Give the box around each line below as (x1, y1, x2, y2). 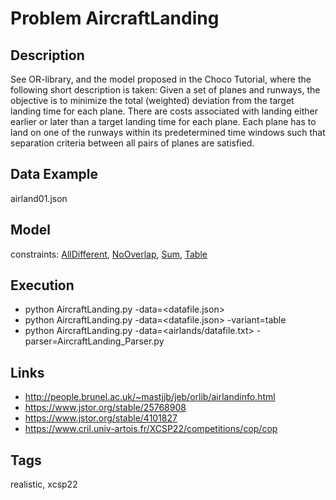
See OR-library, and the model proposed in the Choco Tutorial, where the (10, 73, 312, 85)
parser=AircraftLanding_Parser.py (24, 335, 165, 347)
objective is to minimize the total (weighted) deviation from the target (10, 95, 295, 106)
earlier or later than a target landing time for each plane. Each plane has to (10, 116, 317, 127)
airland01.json (10, 192, 68, 204)
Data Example (10, 166, 99, 183)
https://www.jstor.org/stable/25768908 (24, 402, 187, 414)
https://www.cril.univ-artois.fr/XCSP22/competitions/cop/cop (24, 423, 278, 435)
